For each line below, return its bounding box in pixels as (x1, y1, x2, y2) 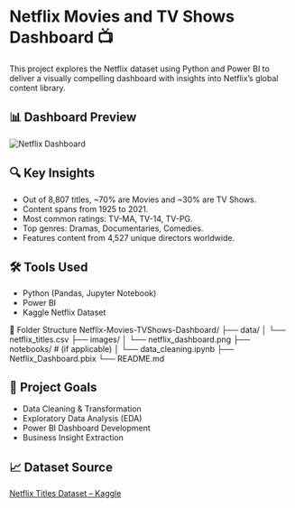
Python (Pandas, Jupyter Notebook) (22, 288, 157, 299)
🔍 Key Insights (9, 165, 96, 181)
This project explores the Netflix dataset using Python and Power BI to (9, 63, 271, 74)
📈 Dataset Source (9, 459, 113, 475)
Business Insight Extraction (22, 432, 124, 443)
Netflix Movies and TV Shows (9, 6, 235, 27)
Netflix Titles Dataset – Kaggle (9, 488, 122, 498)
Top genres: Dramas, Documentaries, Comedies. (22, 223, 204, 234)
